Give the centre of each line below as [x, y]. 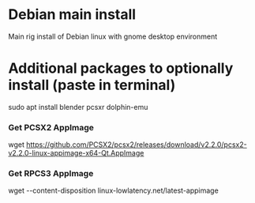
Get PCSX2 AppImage [51, 127]
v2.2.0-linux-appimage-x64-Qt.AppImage [76, 153]
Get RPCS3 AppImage [51, 174]
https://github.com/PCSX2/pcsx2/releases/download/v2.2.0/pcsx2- [137, 145]
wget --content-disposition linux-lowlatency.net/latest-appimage [113, 190]
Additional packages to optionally [121, 68]
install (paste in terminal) [92, 85]
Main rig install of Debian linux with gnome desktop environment [113, 36]
